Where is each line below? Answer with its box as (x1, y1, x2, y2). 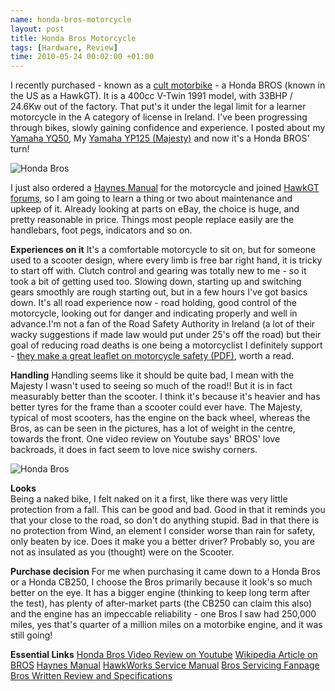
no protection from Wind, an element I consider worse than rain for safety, (10, 525, 316, 537)
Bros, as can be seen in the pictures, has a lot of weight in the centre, (10, 422, 296, 435)
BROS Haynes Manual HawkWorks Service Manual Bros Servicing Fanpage (10, 659, 320, 671)
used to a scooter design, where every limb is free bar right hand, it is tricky (10, 254, 323, 266)
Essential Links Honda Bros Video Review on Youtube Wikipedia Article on (10, 649, 318, 661)
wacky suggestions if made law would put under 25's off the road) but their (10, 329, 322, 341)
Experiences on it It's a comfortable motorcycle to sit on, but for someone (10, 244, 317, 256)
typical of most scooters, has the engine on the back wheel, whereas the (10, 412, 311, 424)
